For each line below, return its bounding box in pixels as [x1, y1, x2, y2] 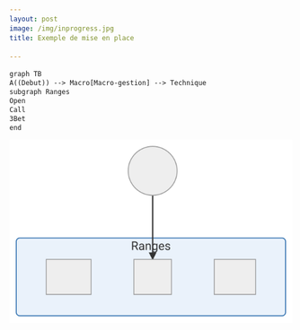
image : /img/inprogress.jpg [9, 23, 115, 33]
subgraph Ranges [9, 88, 70, 97]
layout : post [9, 14, 58, 23]
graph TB [9, 70, 42, 79]
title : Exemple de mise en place [9, 33, 135, 42]
